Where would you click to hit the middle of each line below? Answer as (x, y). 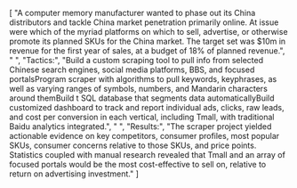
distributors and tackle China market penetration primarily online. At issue (144, 22)
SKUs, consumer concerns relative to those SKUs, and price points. (133, 145)
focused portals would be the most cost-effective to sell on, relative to (138, 164)
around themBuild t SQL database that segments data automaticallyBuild (142, 98)
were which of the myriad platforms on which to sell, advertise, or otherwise (148, 32)
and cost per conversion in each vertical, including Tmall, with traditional (142, 117)
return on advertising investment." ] (74, 174)
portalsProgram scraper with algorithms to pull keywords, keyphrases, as (143, 79)
